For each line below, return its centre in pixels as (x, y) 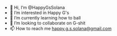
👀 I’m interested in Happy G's (39, 13)
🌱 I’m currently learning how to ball (45, 18)
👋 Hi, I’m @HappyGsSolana (37, 8)
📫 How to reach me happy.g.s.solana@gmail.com (61, 28)
